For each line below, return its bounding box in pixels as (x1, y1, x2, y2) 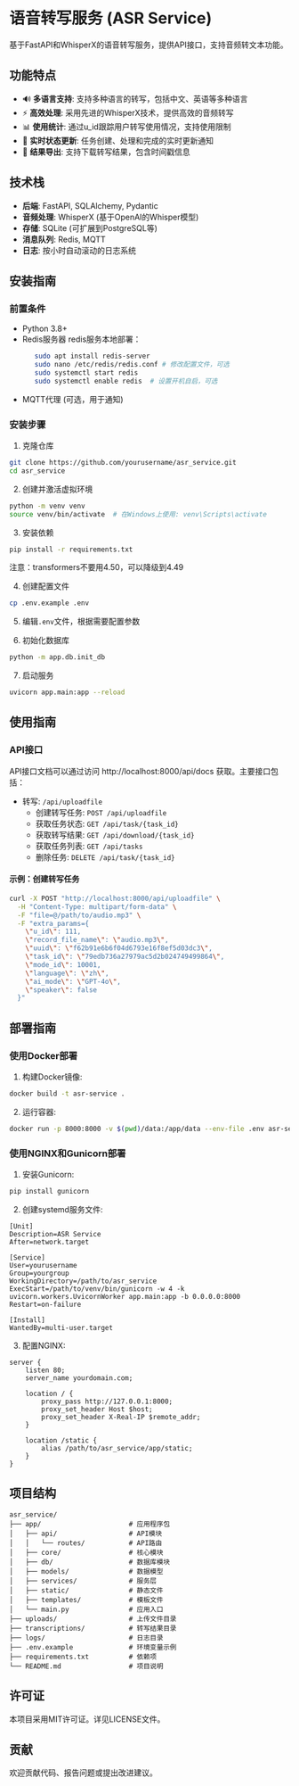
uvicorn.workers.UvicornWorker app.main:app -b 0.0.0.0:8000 (9, 1292, 241, 1301)
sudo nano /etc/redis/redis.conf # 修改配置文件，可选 (34, 360, 230, 369)
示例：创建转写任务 (9, 873, 80, 884)
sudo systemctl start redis (34, 368, 139, 377)
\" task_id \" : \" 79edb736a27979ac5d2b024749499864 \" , (25, 952, 225, 962)
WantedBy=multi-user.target (9, 1323, 114, 1332)
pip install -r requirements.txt (9, 545, 133, 554)
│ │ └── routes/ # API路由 (9, 1538, 163, 1548)
